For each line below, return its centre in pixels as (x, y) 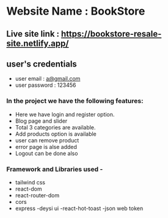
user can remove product (47, 140)
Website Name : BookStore (76, 11)
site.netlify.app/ (38, 43)
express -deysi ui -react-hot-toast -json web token (79, 208)
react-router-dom (37, 195)
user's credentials (42, 64)
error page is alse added (46, 147)
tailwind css (30, 182)
